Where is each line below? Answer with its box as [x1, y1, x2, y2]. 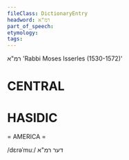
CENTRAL [7, 78, 65, 94]
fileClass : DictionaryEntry [7, 10, 88, 17]
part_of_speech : [7, 23, 54, 30]
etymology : [7, 29, 39, 36]
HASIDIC [7, 110, 58, 126]
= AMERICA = [7, 133, 46, 141]
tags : [7, 36, 23, 43]
